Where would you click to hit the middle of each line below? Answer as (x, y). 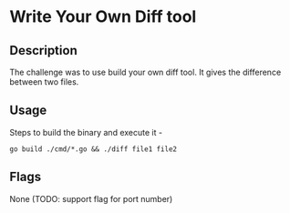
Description (43, 51)
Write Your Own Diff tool (103, 17)
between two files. (44, 82)
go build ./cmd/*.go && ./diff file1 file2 (93, 149)
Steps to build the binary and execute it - (86, 132)
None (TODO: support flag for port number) (91, 198)
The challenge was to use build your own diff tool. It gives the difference (145, 72)
